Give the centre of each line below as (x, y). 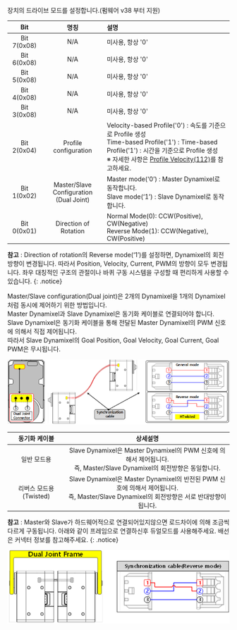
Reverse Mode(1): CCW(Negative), (158, 230)
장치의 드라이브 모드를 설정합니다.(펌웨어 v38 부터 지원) (84, 10)
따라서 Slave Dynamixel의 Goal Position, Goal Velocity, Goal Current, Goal (113, 340)
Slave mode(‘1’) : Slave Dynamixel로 (159, 197)
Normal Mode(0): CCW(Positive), (155, 216)
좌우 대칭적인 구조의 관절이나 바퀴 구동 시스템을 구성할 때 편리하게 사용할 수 (126, 272)
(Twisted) (36, 496)
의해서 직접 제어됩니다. (46, 331)
